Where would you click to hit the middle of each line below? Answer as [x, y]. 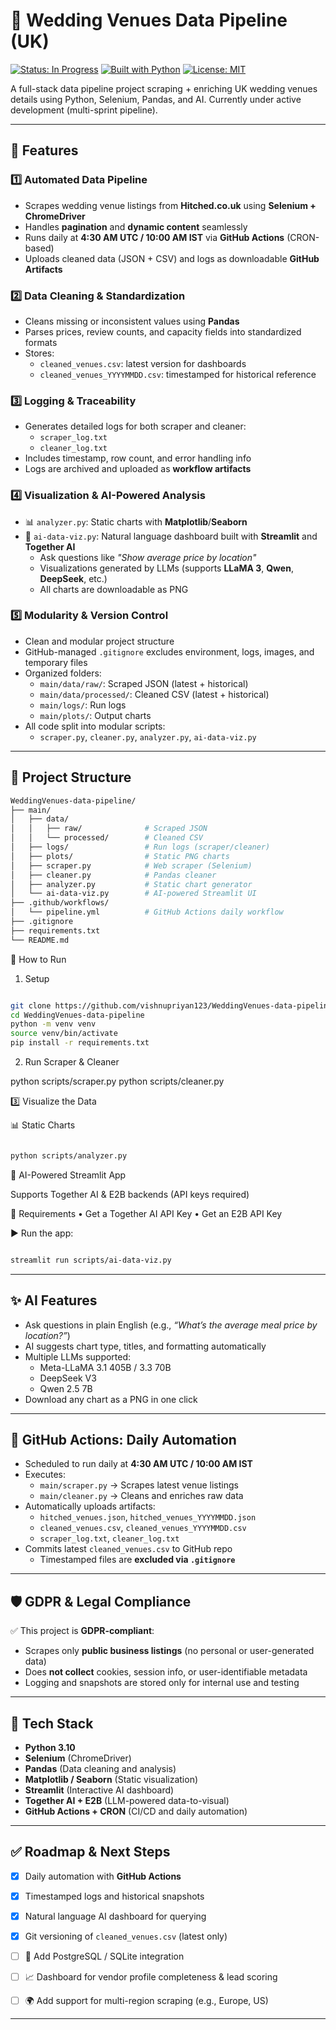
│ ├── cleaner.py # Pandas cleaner [113, 875]
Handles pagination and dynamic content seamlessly [136, 226]
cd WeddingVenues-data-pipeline [77, 1015]
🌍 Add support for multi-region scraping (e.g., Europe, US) [146, 2001]
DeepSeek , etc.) [73, 578]
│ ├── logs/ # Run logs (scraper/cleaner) [140, 847]
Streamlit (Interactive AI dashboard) [99, 1790]
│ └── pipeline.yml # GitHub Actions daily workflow [147, 912]
